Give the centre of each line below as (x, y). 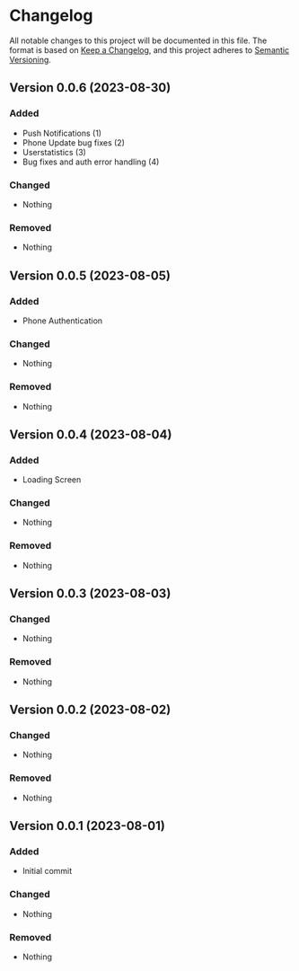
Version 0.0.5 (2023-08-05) (90, 275)
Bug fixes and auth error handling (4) (91, 162)
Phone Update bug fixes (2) (74, 142)
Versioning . (31, 59)
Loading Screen (52, 480)
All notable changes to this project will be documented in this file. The (138, 40)
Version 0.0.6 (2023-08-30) (90, 88)
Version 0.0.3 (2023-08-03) (90, 594)
